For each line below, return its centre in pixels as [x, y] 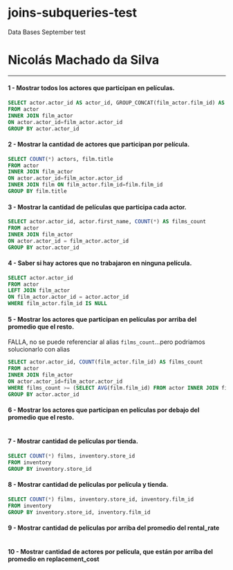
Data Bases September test [47, 32]
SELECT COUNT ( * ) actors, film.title [60, 159]
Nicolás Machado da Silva [84, 60]
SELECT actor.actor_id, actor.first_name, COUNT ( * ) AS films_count [107, 222]
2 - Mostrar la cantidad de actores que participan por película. [99, 144]
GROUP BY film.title [38, 191]
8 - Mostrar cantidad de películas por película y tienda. [88, 485]
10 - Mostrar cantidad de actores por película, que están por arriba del [111, 552]
